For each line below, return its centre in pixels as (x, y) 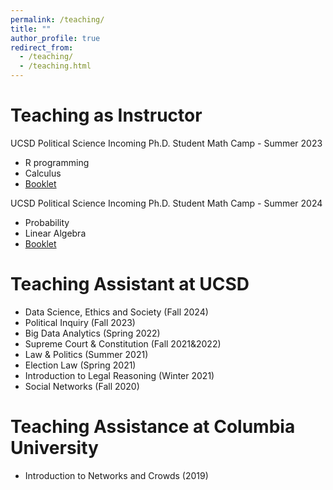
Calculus (43, 173)
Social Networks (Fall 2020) (82, 386)
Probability (47, 222)
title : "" (31, 29)
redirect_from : (42, 47)
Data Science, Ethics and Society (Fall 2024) (116, 312)
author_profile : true (55, 38)
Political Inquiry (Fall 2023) (80, 322)
